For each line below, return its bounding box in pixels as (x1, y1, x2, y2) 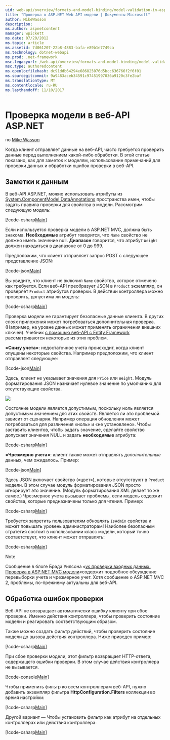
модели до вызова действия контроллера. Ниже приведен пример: (5, 634, 152, 640)
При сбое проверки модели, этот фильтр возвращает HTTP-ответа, (5, 653, 152, 659)
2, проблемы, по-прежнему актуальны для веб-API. (5, 579, 118, 586)
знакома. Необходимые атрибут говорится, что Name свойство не (5, 232, 148, 238)
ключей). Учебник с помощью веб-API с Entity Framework (5, 330, 130, 336)
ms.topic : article (5, 41, 44, 46)
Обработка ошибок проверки (5, 594, 104, 603)
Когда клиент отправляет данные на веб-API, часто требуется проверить (5, 146, 164, 152)
